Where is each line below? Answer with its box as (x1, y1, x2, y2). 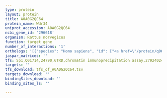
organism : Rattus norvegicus (5, 35, 66, 40)
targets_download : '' (5, 72, 50, 77)
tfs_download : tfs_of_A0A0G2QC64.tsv (5, 67, 83, 72)
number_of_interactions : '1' (5, 44, 66, 49)
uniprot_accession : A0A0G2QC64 (5, 26, 70, 31)
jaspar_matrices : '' (5, 53, 48, 58)
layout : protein (5, 12, 39, 17)
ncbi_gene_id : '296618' (5, 30, 55, 35)
